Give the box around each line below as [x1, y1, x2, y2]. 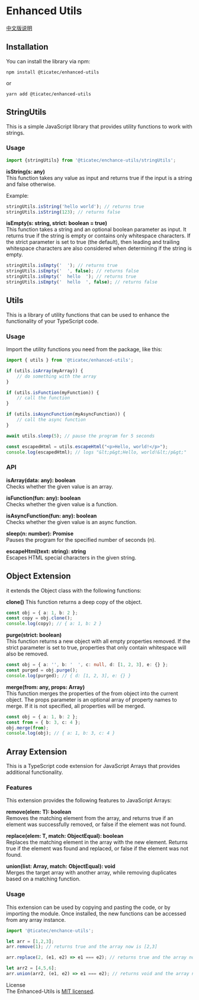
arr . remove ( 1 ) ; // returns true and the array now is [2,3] [6, 944, 158, 950]
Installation [6, 42, 49, 52]
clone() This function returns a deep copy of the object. [6, 598, 142, 605]
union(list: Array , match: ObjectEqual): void [6, 863, 115, 870]
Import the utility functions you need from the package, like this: [6, 346, 163, 353]
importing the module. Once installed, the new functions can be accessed [6, 910, 187, 917]
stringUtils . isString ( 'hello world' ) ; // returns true [6, 203, 145, 210]
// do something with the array [17, 373, 97, 380]
